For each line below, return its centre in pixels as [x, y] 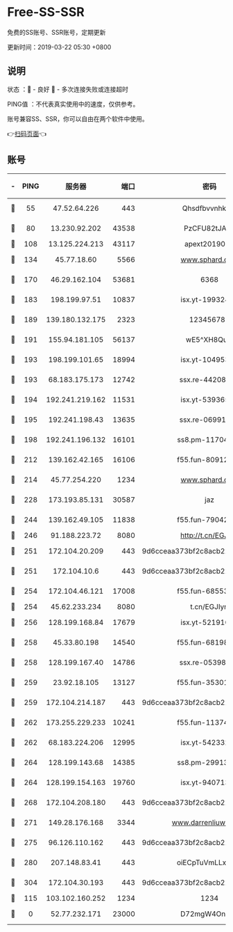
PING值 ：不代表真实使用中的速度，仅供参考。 [73, 104]
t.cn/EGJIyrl [209, 606]
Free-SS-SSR [46, 12]
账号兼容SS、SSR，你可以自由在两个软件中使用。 [78, 118]
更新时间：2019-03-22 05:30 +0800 [59, 47]
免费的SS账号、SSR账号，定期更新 [57, 32]
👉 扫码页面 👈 [27, 134]
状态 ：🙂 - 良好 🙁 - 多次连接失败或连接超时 [68, 89]
